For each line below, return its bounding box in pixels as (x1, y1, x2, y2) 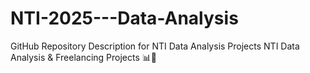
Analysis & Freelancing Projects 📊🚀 (10, 51, 158, 63)
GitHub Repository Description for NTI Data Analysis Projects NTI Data (10, 40, 300, 52)
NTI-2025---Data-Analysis (10, 7, 239, 30)
